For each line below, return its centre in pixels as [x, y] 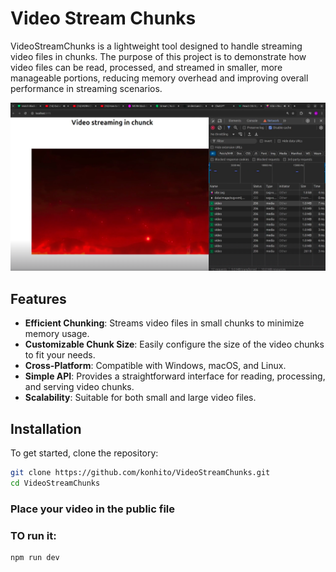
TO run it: [33, 535]
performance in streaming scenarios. [86, 88]
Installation [46, 428]
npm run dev [35, 558]
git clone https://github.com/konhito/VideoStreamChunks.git [140, 473]
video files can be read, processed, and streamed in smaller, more [146, 67]
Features [38, 298]
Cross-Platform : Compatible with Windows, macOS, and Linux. [155, 366]
